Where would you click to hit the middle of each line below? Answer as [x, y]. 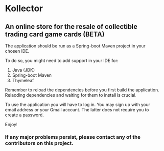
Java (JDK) [23, 70]
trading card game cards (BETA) [55, 34]
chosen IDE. [17, 51]
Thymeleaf [23, 80]
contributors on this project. [39, 143]
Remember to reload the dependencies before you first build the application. [82, 90]
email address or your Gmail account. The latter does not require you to [77, 110]
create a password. [24, 115]
